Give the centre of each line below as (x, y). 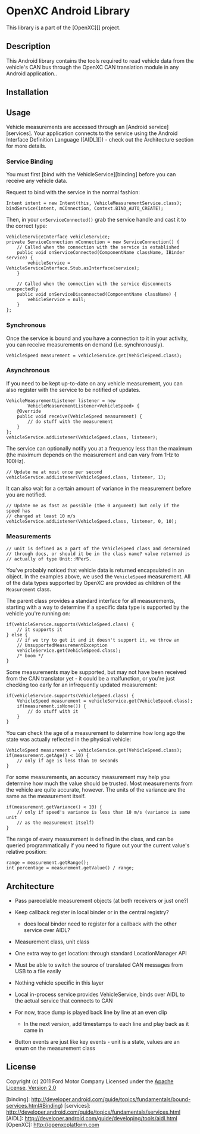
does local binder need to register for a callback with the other (100, 924)
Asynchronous (28, 370)
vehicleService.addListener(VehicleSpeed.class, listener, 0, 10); (92, 521)
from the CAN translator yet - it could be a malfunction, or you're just (90, 679)
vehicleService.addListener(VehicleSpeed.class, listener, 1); (86, 477)
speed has (18, 511)
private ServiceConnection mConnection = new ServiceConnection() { (93, 242)
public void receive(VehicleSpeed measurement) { (80, 416)
